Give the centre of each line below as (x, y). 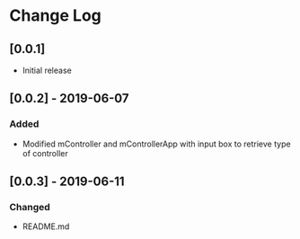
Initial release (47, 70)
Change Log (55, 16)
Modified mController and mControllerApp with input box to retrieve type (156, 144)
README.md (46, 226)
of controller (45, 153)
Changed (30, 207)
